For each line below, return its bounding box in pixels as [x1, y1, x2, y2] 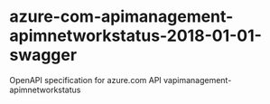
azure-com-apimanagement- [9, 6, 234, 27]
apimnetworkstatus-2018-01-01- [9, 25, 262, 46]
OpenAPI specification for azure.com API [9, 74, 163, 85]
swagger [9, 45, 78, 65]
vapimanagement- [163, 74, 232, 85]
